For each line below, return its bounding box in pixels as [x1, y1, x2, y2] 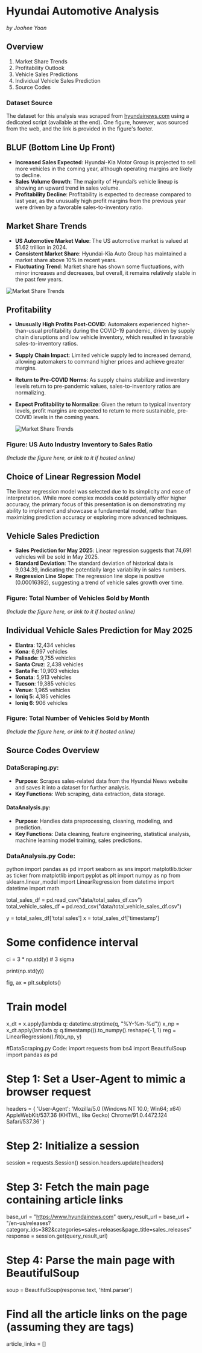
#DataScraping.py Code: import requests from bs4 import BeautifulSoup [6, 1044, 186, 1052]
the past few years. [14, 275, 63, 283]
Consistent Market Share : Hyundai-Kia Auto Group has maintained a [14, 249, 187, 257]
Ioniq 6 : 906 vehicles [14, 699, 68, 706]
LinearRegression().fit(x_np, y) [6, 1033, 82, 1040]
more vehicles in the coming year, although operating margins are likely [14, 165, 193, 172]
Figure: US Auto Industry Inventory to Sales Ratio [6, 440, 153, 449]
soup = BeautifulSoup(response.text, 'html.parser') [6, 1286, 133, 1293]
